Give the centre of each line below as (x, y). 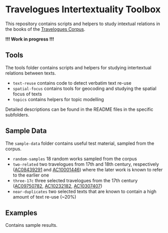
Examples (21, 213)
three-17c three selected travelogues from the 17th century (75, 180)
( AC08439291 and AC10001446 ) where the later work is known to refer (88, 169)
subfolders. (17, 114)
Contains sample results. (31, 225)
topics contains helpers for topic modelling (58, 99)
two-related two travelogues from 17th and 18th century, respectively (86, 164)
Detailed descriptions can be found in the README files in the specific (79, 109)
